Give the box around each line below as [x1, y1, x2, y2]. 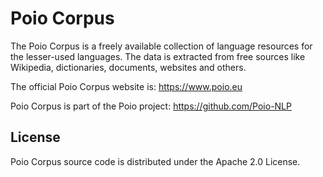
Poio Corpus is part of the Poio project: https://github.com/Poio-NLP [10, 100, 292, 112]
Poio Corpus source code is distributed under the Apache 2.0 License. [10, 155, 301, 167]
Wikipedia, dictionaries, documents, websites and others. [10, 61, 247, 73]
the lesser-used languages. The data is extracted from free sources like [10, 50, 306, 62]
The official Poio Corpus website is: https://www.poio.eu [10, 80, 243, 92]
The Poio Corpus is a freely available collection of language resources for [10, 40, 313, 52]
